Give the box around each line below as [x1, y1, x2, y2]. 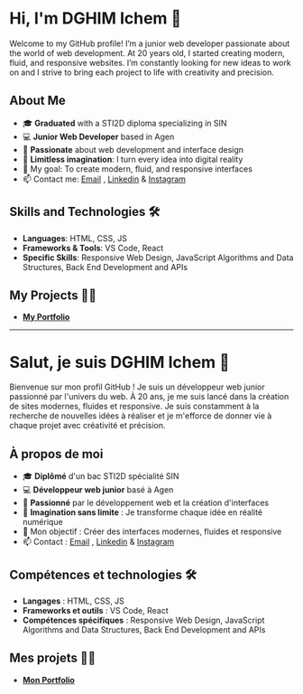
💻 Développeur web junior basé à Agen [22, 484, 174, 495]
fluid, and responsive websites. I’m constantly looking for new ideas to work [9, 57, 291, 68]
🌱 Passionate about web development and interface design [22, 144, 244, 155]
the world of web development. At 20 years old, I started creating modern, [9, 47, 286, 58]
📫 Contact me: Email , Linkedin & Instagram [22, 173, 187, 184]
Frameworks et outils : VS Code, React [22, 605, 169, 615]
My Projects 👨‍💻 [9, 287, 97, 303]
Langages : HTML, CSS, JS [22, 596, 124, 606]
